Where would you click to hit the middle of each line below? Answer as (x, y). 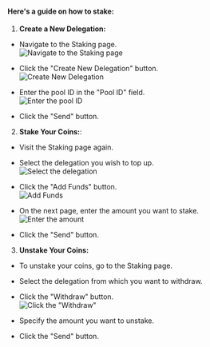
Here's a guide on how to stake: (61, 11)
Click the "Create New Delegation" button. (89, 69)
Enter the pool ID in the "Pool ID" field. (82, 93)
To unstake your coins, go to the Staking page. (96, 266)
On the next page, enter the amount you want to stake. (109, 211)
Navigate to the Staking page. (68, 45)
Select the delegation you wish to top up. (86, 163)
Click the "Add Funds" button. (68, 187)
